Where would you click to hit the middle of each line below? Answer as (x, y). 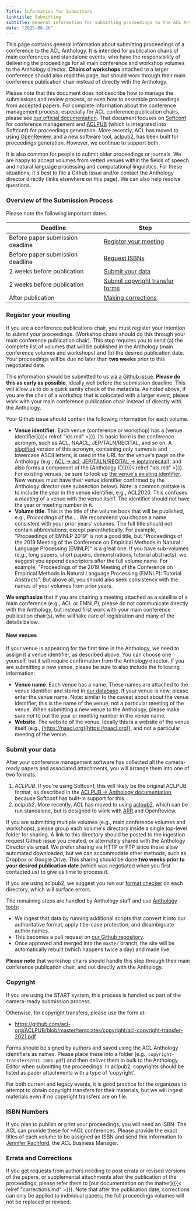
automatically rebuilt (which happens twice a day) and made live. (92, 949)
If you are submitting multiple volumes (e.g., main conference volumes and (96, 822)
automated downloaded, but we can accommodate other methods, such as (96, 853)
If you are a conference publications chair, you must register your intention (96, 328)
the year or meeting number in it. (54, 505)
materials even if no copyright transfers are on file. (67, 1096)
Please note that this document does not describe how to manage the (90, 93)
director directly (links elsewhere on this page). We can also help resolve (93, 179)
